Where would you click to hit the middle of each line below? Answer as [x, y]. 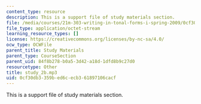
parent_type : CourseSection [41, 56]
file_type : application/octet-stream [53, 28]
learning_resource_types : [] [42, 34]
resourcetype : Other [32, 67]
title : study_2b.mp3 [32, 73]
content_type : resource [36, 12]
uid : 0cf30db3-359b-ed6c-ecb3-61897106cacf [61, 78]
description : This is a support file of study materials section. [91, 17]
